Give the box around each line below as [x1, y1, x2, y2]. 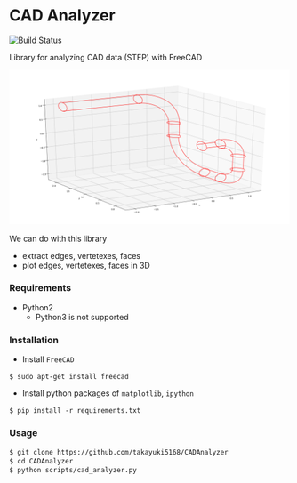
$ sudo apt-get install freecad [9, 373, 129, 382]
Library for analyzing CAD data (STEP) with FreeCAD [9, 52, 203, 62]
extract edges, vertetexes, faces [21, 250, 140, 261]
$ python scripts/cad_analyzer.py [9, 466, 138, 475]
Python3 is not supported [35, 311, 129, 322]
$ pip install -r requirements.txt [9, 407, 141, 415]
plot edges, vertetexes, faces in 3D [21, 260, 151, 270]
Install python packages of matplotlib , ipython [21, 388, 194, 398]
